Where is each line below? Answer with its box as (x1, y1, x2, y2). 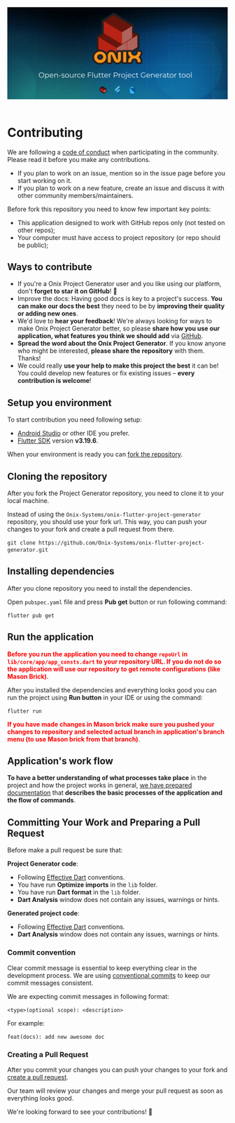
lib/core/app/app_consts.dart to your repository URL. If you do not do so (7, 657, 222, 666)
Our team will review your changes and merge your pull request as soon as (7, 1087, 223, 1095)
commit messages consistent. (7, 979, 94, 987)
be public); (17, 241, 49, 249)
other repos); (17, 226, 56, 234)
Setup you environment (7, 396, 112, 409)
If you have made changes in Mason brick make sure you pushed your (7, 720, 215, 728)
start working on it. (17, 176, 72, 184)
